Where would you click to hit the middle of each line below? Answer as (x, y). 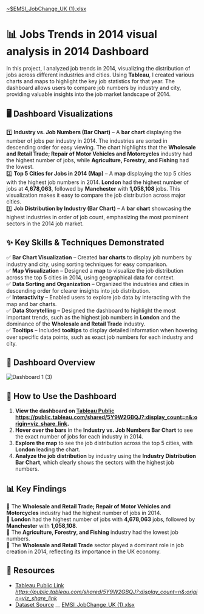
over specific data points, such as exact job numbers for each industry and (100, 337)
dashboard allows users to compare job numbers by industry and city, (94, 87)
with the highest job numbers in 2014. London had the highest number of (98, 182)
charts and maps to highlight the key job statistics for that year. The (90, 81)
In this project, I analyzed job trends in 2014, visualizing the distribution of (98, 68)
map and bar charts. (32, 304)
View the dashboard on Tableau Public (65, 411)
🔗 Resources (31, 571)
